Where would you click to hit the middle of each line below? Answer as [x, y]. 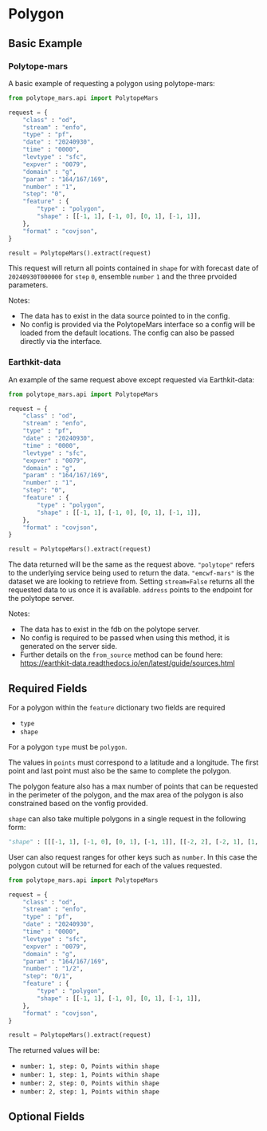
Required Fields [48, 688]
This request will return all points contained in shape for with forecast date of [133, 268]
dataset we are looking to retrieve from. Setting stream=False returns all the [132, 581]
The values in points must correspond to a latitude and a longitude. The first [133, 762]
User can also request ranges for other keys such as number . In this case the [133, 857]
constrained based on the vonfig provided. [78, 803]
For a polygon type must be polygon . [68, 746]
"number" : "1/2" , [53, 969]
